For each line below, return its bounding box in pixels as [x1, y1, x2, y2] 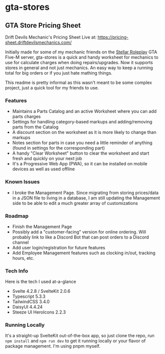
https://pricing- [97, 34, 129, 40]
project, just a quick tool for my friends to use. [5, 85, 99, 90]
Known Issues [5, 178, 40, 185]
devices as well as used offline [12, 166, 75, 172]
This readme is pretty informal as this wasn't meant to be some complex [5, 79, 152, 85]
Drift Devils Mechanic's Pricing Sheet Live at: [5, 34, 97, 40]
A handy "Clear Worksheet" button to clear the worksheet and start [12, 150, 150, 157]
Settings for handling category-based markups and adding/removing [12, 119, 153, 125]
